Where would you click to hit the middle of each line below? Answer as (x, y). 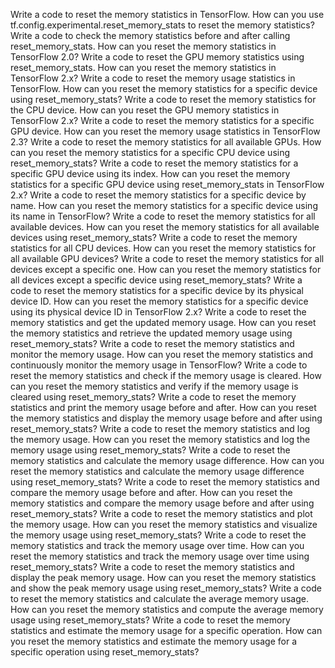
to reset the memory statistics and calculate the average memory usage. (159, 598)
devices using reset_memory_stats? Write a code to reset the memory (154, 237)
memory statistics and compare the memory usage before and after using (162, 503)
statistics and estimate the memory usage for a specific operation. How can (166, 630)
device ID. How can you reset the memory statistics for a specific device (159, 301)
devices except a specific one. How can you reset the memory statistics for (166, 269)
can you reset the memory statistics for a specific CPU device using (150, 152)
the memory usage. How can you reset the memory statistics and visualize (164, 524)
